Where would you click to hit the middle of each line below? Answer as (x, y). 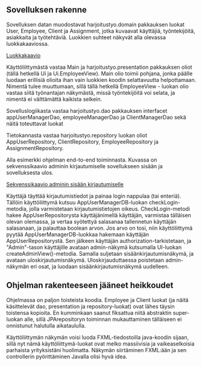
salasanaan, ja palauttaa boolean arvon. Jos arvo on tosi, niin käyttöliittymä (99, 228)
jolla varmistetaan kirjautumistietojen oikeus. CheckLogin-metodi (110, 209)
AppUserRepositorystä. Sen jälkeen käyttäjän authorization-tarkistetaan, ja (99, 241)
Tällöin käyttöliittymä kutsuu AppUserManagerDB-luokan (77, 202)
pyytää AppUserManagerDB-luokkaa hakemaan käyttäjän (78, 234)
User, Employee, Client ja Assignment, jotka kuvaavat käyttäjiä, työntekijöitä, (101, 31)
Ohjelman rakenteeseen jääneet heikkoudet (90, 286)
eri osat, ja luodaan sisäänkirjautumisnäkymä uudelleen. (100, 266)
